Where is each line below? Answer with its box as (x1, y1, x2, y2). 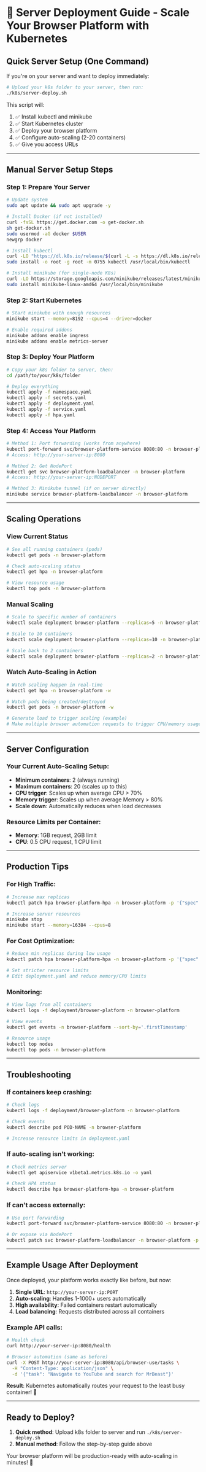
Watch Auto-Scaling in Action (6, 668, 97, 676)
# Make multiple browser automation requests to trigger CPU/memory (6, 721, 185, 727)
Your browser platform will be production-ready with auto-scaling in (6, 1452, 178, 1460)
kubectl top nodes (6, 1041, 53, 1047)
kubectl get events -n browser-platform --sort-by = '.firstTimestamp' (6, 1024, 188, 1030)
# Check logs (6, 1102, 40, 1108)
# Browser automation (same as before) (6, 1353, 109, 1360)
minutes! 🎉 (6, 1458, 34, 1466)
